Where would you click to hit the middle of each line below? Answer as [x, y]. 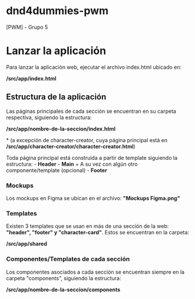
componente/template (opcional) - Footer [57, 170]
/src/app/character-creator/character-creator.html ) [71, 146]
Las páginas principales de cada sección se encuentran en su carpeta [91, 111]
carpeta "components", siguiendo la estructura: [64, 278]
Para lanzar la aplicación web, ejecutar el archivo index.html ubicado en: [94, 67]
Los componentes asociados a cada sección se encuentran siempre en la [95, 272]
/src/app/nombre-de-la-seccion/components [63, 290]
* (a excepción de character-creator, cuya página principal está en [87, 140]
